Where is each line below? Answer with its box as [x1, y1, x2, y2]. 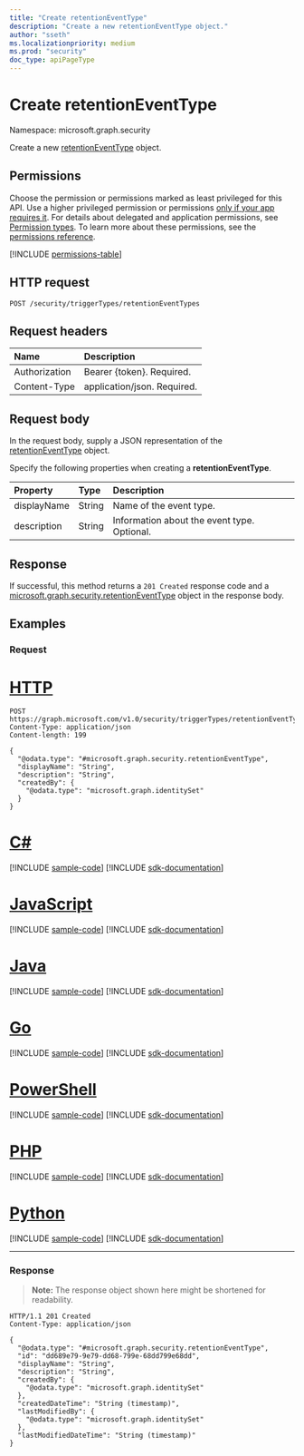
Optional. [112, 525, 152, 538]
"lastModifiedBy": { [17, 1407, 95, 1416]
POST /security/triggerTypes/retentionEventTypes [9, 298, 201, 308]
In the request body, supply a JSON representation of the [9, 435, 223, 446]
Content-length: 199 [9, 731, 88, 740]
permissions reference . [9, 230, 96, 241]
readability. [31, 1295, 74, 1305]
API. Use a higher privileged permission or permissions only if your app [9, 201, 275, 213]
